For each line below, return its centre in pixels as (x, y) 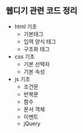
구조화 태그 (36, 49)
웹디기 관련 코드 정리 (41, 11)
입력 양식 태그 (40, 42)
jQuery (32, 123)
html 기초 (26, 26)
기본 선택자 (36, 64)
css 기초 (25, 57)
